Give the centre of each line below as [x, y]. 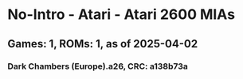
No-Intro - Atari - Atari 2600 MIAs [121, 15]
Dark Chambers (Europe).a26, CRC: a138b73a [98, 66]
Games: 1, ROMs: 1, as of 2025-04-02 [103, 44]
